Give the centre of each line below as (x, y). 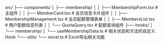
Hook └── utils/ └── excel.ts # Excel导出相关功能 (55, 37)
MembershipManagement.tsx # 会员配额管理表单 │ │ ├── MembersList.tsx (80, 19)
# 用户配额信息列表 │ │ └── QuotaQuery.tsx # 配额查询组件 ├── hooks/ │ (79, 25)
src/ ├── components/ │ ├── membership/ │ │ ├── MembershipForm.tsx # (81, 7)
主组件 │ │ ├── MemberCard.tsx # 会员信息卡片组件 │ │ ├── (66, 13)
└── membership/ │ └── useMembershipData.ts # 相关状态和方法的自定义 (80, 31)
